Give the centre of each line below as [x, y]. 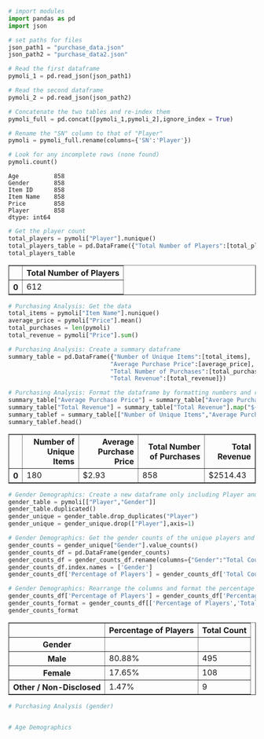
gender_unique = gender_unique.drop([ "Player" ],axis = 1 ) [101, 524]
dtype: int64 [29, 218]
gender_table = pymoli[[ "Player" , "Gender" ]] [82, 502]
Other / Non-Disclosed [57, 687]
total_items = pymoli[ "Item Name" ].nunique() [84, 313]
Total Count [224, 630]
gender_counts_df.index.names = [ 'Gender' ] [81, 567]
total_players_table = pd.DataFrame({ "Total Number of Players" [115, 246]
